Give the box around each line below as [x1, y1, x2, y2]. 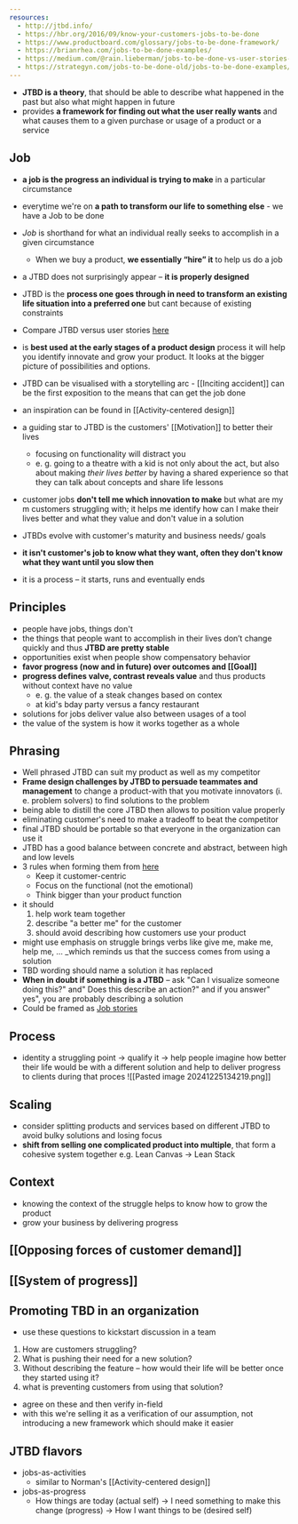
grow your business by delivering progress [21, 1217, 179, 1227]
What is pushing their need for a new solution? [21, 1353, 192, 1364]
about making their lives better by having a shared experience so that [35, 467, 289, 478]
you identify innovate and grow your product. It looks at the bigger [21, 351, 264, 362]
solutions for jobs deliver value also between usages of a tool [21, 708, 247, 719]
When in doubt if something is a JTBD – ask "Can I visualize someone [21, 975, 280, 985]
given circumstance [21, 236, 95, 247]
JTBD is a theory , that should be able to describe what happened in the [21, 86, 285, 98]
